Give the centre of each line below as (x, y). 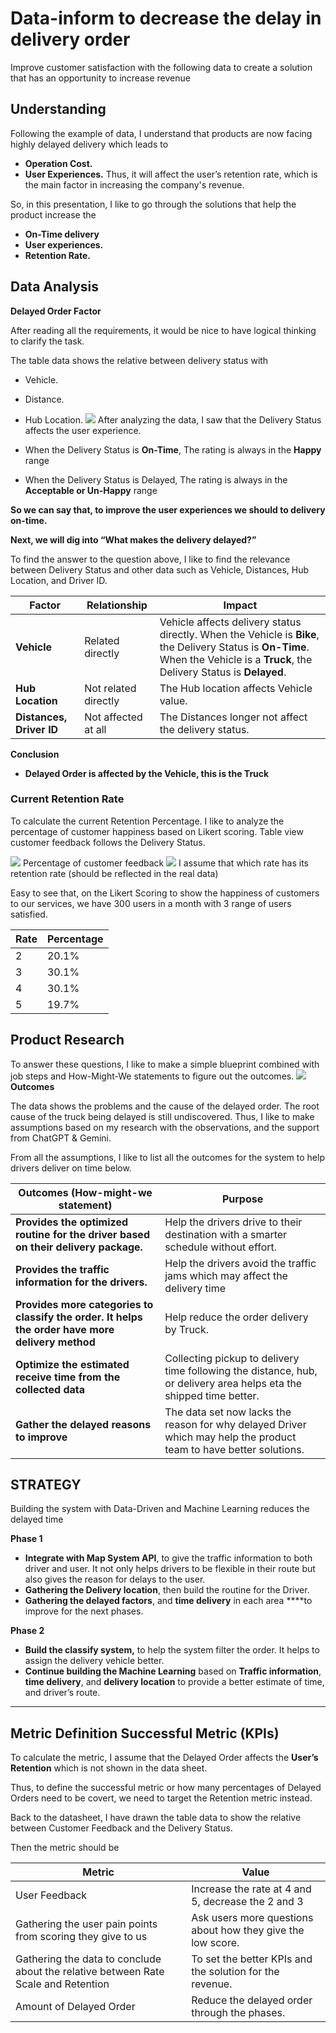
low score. (215, 1943)
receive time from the (68, 1377)
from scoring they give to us (81, 1937)
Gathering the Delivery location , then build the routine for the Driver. (167, 1590)
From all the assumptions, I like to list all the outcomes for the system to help (167, 1157)
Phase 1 (26, 1539)
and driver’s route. (62, 1693)
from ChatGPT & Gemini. (61, 1138)
